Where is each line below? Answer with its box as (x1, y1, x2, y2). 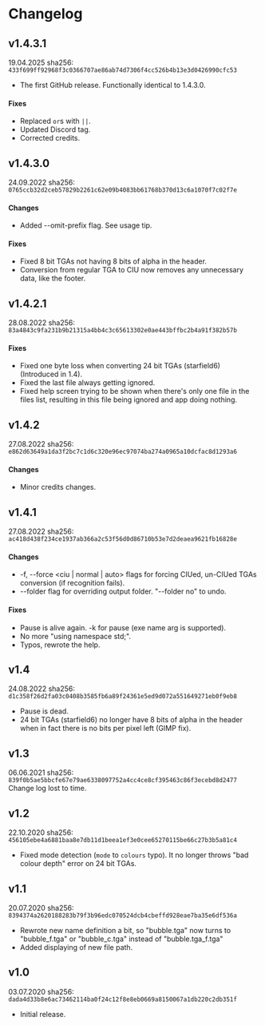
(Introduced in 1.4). (19, 369, 82, 379)
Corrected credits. (19, 133, 81, 143)
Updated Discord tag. (19, 125, 91, 134)
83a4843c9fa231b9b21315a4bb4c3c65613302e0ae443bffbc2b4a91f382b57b (8, 327, 238, 335)
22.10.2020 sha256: (8, 828, 73, 837)
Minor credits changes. (19, 483, 97, 492)
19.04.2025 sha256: (8, 58, 74, 67)
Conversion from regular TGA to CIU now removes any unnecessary (19, 265, 244, 275)
